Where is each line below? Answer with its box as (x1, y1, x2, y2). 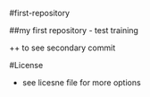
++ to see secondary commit (9, 42, 116, 53)
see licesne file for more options (21, 77, 141, 88)
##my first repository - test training (9, 25, 138, 35)
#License (9, 60, 44, 70)
